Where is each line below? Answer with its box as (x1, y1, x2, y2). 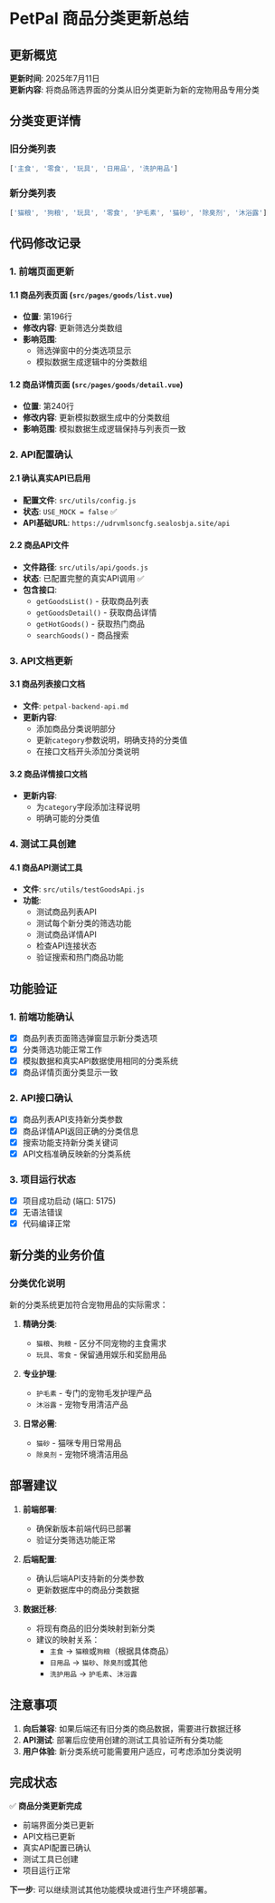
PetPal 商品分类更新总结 (9, 8, 190, 29)
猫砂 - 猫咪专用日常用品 (35, 1437, 122, 1448)
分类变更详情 (9, 113, 81, 129)
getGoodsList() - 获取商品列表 (35, 595, 149, 606)
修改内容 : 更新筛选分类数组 (22, 323, 123, 334)
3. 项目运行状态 (9, 1173, 77, 1186)
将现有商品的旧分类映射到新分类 (35, 1623, 156, 1634)
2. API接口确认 (9, 1092, 73, 1105)
